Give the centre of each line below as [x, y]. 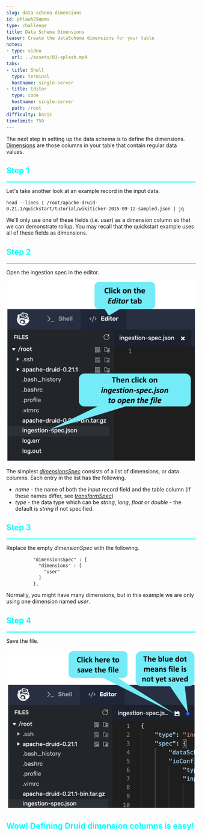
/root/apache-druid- [72, 203]
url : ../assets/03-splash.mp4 [49, 57]
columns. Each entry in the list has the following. [66, 478]
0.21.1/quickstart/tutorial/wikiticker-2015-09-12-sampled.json [88, 209]
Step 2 [19, 252]
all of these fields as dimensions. [47, 233]
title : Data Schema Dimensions [45, 32]
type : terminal [31, 76]
